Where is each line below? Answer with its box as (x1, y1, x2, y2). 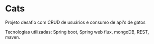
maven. (5, 34, 20, 40)
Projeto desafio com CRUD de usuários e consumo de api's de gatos (5, 19, 146, 25)
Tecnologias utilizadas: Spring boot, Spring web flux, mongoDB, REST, (5, 29, 149, 35)
